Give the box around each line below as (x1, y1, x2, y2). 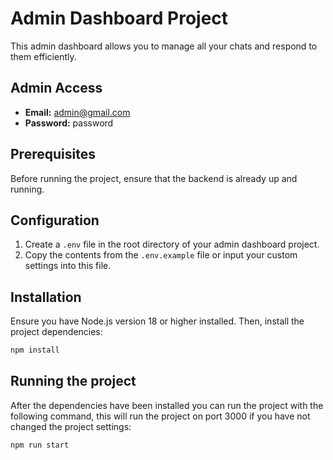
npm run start (10, 440, 70, 450)
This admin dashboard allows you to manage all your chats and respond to (10, 40, 318, 52)
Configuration (10, 212, 100, 229)
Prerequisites (10, 146, 96, 163)
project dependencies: (10, 326, 103, 338)
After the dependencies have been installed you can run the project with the (10, 399, 324, 411)
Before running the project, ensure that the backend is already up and (10, 172, 298, 184)
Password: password (24, 117, 114, 129)
